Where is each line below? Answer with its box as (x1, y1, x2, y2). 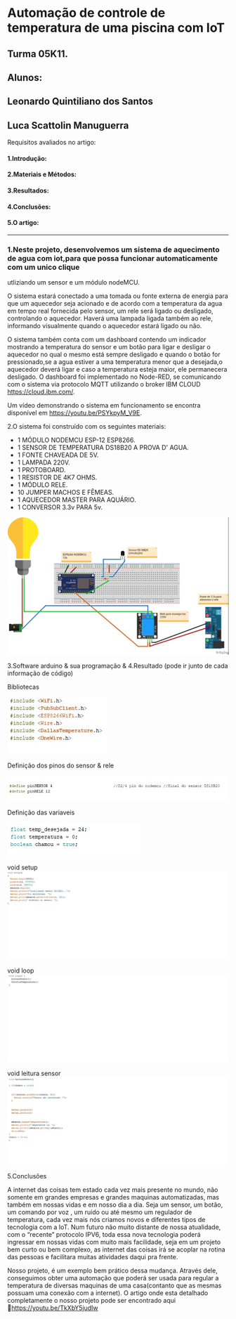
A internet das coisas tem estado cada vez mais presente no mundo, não (7, 1185, 218, 1194)
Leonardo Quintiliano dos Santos (7, 96, 153, 108)
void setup (7, 863, 38, 872)
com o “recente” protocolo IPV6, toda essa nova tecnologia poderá (7, 1230, 202, 1239)
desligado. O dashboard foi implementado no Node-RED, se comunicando (7, 372, 221, 381)
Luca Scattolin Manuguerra (7, 119, 129, 131)
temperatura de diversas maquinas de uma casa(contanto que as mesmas (7, 1281, 222, 1290)
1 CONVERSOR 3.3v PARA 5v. (17, 503, 103, 512)
